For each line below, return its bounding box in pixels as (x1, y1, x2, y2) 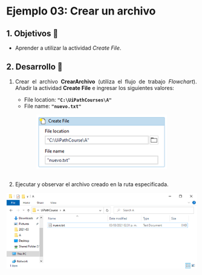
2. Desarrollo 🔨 (6, 62, 63, 72)
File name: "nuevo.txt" (24, 102, 82, 109)
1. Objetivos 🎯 (6, 28, 59, 39)
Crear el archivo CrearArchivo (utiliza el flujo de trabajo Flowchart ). (15, 77, 197, 85)
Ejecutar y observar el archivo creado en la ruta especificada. (15, 180, 169, 188)
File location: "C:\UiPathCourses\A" (24, 95, 112, 103)
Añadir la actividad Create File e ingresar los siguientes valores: (15, 84, 174, 91)
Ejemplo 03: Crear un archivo (6, 4, 156, 18)
